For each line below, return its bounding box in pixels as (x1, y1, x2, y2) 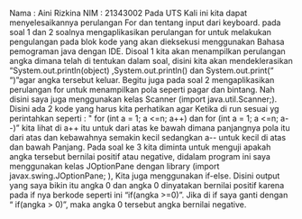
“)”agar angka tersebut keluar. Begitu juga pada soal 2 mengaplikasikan (9, 75, 275, 85)
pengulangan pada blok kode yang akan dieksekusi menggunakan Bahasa (9, 36, 285, 47)
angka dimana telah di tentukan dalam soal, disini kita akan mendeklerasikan (9, 56, 293, 66)
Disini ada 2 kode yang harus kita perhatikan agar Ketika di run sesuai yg (9, 104, 279, 114)
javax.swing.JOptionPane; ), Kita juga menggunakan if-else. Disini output (9, 170, 280, 181)
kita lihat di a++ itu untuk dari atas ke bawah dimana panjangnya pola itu (21, 123, 290, 133)
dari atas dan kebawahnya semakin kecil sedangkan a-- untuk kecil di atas (9, 132, 287, 142)
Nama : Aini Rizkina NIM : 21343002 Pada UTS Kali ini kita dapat (9, 8, 248, 18)
